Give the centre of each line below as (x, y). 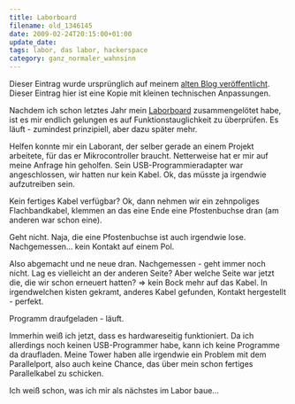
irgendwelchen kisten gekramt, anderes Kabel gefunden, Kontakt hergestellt (148, 292)
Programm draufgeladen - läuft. (67, 319)
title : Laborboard (43, 17)
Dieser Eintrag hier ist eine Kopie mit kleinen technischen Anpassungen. (140, 93)
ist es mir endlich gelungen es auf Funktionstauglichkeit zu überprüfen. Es (144, 120)
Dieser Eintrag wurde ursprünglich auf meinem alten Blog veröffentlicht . (140, 84)
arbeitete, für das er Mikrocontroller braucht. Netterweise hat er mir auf (139, 155)
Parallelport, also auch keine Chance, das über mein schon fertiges (131, 364)
